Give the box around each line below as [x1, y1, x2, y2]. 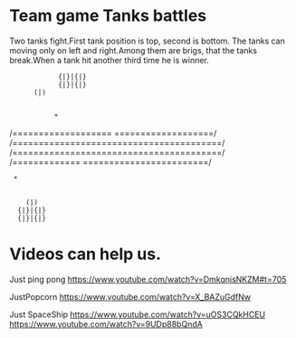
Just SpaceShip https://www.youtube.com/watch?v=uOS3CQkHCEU [9, 309, 266, 320]
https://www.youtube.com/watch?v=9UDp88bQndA [9, 318, 204, 329]
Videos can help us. [9, 244, 161, 265]
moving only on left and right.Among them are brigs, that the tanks [9, 44, 258, 55]
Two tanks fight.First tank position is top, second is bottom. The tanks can [9, 35, 285, 46]
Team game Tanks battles [9, 5, 206, 26]
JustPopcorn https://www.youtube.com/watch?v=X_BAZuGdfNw [9, 291, 252, 302]
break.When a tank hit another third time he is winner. [9, 54, 210, 65]
